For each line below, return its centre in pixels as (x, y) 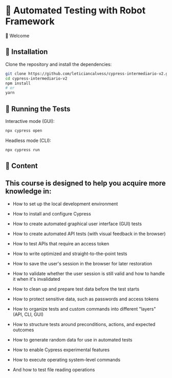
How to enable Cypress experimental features (61, 350)
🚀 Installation (27, 52)
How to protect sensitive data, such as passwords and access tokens (86, 299)
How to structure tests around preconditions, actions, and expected (84, 324)
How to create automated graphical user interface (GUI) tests (77, 224)
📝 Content (22, 166)
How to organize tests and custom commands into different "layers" (84, 309)
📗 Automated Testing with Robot (76, 11)
